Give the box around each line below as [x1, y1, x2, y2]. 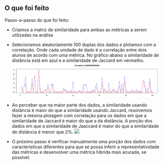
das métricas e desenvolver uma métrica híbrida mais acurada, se [11, 149, 147, 155]
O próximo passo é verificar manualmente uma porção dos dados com [11, 138, 156, 144]
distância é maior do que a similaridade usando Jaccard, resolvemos [11, 107, 152, 113]
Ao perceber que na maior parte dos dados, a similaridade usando [11, 102, 147, 108]
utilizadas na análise [11, 32, 54, 38]
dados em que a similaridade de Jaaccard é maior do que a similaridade [11, 123, 159, 129]
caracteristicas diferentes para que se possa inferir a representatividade [11, 144, 160, 150]
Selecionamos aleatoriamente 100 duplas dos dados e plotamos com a [11, 42, 157, 48]
